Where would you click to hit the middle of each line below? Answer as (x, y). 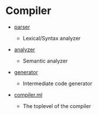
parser (22, 27)
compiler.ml (28, 95)
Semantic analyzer (45, 61)
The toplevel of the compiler (57, 106)
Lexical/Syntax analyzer (52, 38)
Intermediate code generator (57, 83)
